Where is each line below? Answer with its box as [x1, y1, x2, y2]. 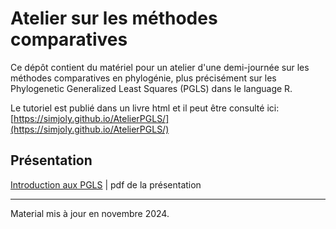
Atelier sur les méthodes [10, 7, 218, 30]
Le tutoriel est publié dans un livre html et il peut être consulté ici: [10, 102, 280, 114]
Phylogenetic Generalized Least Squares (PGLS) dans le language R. [10, 82, 293, 94]
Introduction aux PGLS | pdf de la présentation [10, 178, 202, 191]
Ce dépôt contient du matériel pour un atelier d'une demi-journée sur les [10, 61, 310, 73]
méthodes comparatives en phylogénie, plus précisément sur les [10, 72, 277, 84]
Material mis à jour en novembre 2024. [10, 207, 170, 219]
